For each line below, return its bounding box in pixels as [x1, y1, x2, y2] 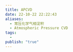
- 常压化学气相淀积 [9, 21, 44, 26]
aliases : [5, 16, 23, 21]
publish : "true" [5, 40, 39, 45]
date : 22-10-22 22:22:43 [5, 12, 57, 17]
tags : [5, 30, 16, 35]
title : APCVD [5, 7, 32, 12]
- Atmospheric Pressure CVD [9, 26, 68, 31]
